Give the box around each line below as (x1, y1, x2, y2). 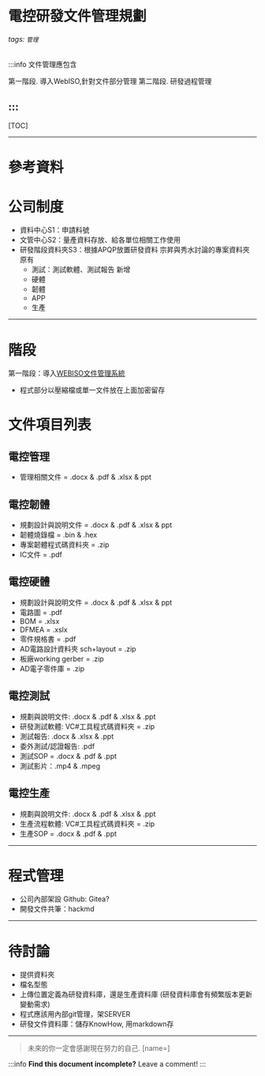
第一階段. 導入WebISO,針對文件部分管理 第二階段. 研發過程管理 (8, 77, 212, 86)
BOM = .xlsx (19, 616, 60, 625)
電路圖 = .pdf (19, 607, 63, 617)
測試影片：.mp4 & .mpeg (19, 761, 101, 771)
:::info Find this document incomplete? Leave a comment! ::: (8, 1059, 207, 1069)
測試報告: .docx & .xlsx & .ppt (19, 731, 114, 741)
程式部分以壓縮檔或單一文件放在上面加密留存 (19, 385, 166, 395)
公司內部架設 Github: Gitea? (19, 894, 110, 904)
